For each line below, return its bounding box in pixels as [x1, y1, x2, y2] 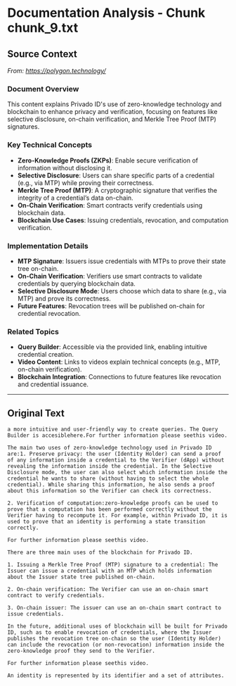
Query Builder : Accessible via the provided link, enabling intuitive [17, 343, 207, 351]
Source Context [7, 48, 77, 60]
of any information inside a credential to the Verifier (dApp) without [7, 457, 225, 464]
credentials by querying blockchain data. [17, 279, 136, 288]
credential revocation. [17, 309, 81, 317]
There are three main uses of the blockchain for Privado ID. [7, 549, 193, 556]
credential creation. [17, 350, 74, 359]
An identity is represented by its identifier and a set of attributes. [7, 672, 225, 679]
